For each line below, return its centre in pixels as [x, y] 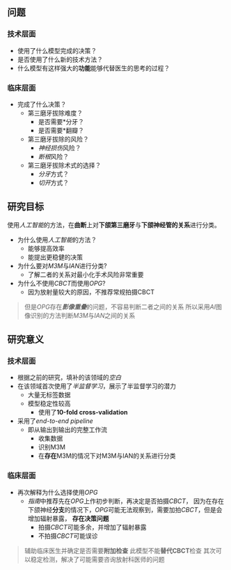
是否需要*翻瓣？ [61, 130]
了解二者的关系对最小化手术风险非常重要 [86, 275]
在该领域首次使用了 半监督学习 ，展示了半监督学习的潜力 [96, 386]
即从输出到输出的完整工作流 [67, 430]
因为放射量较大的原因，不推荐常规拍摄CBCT [91, 292]
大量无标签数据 [49, 395]
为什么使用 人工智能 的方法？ [57, 240]
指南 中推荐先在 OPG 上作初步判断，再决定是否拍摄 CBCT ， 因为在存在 [126, 501]
